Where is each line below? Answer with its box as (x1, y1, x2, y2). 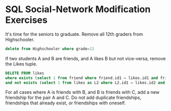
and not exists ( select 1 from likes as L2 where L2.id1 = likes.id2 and (5, 80, 165, 85)
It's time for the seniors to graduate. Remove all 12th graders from (5, 31, 144, 37)
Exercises (5, 14, 48, 26)
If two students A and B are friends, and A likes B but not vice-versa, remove (5, 55, 166, 61)
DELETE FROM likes (5, 70, 44, 76)
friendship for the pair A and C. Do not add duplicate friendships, (5, 95, 141, 101)
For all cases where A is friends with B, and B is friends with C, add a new (5, 89, 160, 95)
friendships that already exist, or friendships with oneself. (5, 100, 126, 106)
